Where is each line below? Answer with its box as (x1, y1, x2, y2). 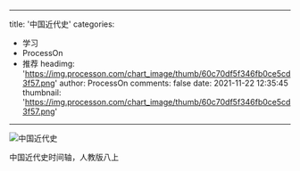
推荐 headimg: (21, 59, 76, 69)
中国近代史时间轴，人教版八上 (9, 152, 119, 162)
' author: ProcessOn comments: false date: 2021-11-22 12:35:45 (54, 77, 288, 88)
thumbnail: (21, 87, 62, 98)
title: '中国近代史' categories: (9, 19, 115, 29)
